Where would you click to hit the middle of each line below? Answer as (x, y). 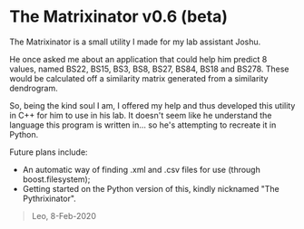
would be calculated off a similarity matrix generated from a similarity (139, 78)
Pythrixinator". (49, 198)
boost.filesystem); (56, 179)
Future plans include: (49, 152)
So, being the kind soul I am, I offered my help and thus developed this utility (152, 105)
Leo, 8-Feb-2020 (64, 215)
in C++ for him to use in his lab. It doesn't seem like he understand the (141, 115)
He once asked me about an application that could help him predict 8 (138, 59)
